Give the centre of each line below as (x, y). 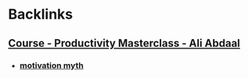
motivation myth (51, 66)
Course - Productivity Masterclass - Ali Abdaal (124, 43)
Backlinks (41, 14)
